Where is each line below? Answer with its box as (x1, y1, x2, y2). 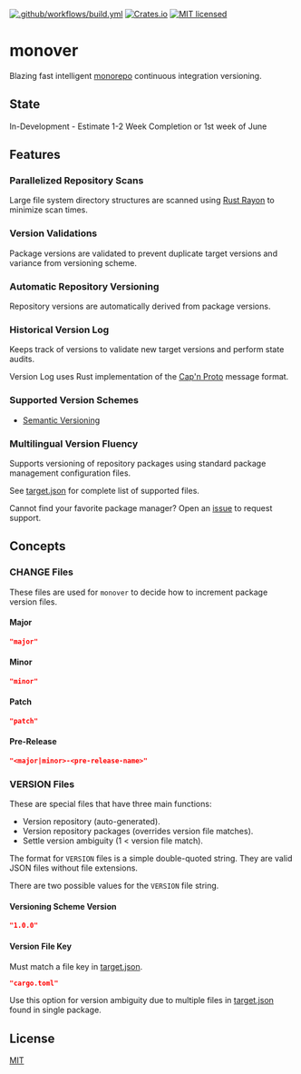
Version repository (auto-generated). (22, 816, 160, 827)
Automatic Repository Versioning (9, 280, 160, 292)
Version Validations (9, 227, 98, 240)
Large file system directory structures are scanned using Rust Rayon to (9, 195, 275, 206)
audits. (9, 354, 34, 365)
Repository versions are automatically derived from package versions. (9, 301, 271, 312)
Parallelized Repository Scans (9, 174, 144, 187)
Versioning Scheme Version (9, 901, 117, 911)
